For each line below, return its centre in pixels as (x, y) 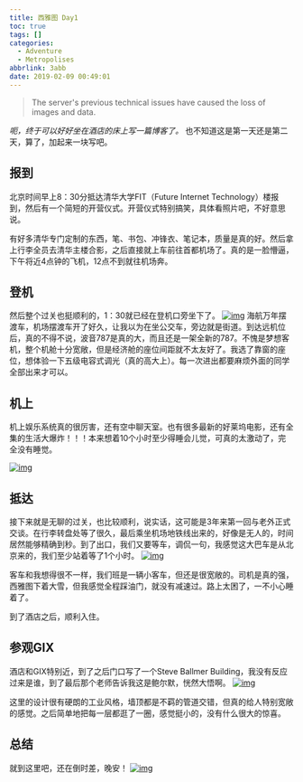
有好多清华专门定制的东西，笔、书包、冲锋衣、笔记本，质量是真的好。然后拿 (151, 238)
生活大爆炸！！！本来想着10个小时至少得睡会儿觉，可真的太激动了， (151, 438)
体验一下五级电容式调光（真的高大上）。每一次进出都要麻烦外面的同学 (161, 361)
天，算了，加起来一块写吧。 (61, 142)
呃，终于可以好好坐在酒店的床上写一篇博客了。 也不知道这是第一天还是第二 (149, 130)
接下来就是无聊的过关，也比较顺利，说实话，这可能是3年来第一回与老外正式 (150, 522)
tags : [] (26, 34)
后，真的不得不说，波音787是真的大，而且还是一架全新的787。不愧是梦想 (146, 338)
